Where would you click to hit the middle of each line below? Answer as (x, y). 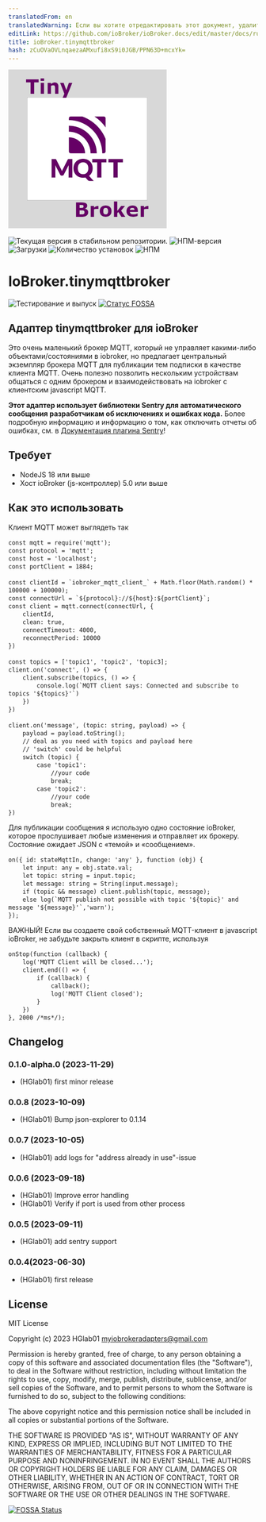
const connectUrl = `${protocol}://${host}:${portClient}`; (110, 598)
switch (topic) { (51, 757)
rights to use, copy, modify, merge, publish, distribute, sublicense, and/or (127, 1379)
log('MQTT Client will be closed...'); (88, 962)
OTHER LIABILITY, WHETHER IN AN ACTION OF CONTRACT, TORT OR (123, 1478)
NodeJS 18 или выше (55, 474)
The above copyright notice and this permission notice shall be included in (129, 1412)
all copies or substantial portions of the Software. (88, 1420)
